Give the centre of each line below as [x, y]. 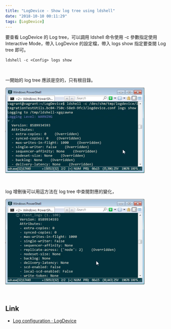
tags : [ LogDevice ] [25, 21]
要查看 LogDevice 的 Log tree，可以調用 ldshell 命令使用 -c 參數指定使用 [81, 37]
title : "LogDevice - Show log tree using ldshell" [60, 11]
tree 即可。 [17, 50]
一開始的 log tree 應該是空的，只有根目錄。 [51, 80]
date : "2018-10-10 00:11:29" [36, 16]
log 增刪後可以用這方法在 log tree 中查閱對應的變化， [61, 191]
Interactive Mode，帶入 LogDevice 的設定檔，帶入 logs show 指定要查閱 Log [86, 44]
